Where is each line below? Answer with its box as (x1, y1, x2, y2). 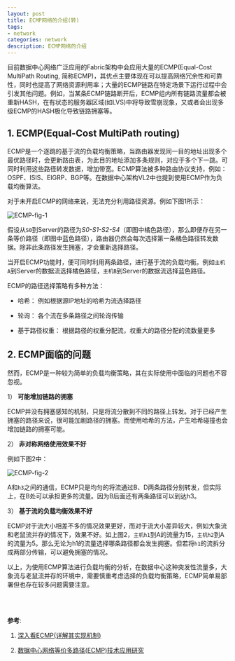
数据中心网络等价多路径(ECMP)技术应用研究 (17, 646, 145, 654)
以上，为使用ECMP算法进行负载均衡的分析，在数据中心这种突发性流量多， (7, 562, 222, 571)
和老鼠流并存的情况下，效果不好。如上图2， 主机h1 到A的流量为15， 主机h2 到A (7, 530, 225, 538)
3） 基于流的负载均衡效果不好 (7, 506, 93, 515)
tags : (7, 23, 23, 30)
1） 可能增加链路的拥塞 (7, 392, 73, 400)
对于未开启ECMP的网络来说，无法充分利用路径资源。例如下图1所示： (7, 197, 205, 205)
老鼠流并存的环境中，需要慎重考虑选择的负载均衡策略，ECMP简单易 (25, 571, 222, 580)
